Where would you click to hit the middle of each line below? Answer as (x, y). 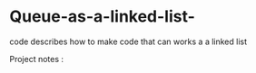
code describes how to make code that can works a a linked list (128, 41)
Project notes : (37, 59)
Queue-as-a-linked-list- (102, 17)
